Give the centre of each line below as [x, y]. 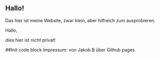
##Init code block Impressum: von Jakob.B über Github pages [70, 49]
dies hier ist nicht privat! [30, 40]
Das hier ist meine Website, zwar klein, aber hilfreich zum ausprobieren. [81, 20]
